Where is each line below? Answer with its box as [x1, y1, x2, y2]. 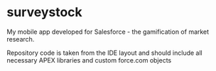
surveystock [6, 4, 82, 20]
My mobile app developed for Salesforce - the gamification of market [6, 27, 210, 36]
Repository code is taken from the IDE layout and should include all [6, 49, 203, 57]
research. [6, 34, 35, 43]
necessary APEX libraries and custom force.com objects [6, 56, 172, 64]
